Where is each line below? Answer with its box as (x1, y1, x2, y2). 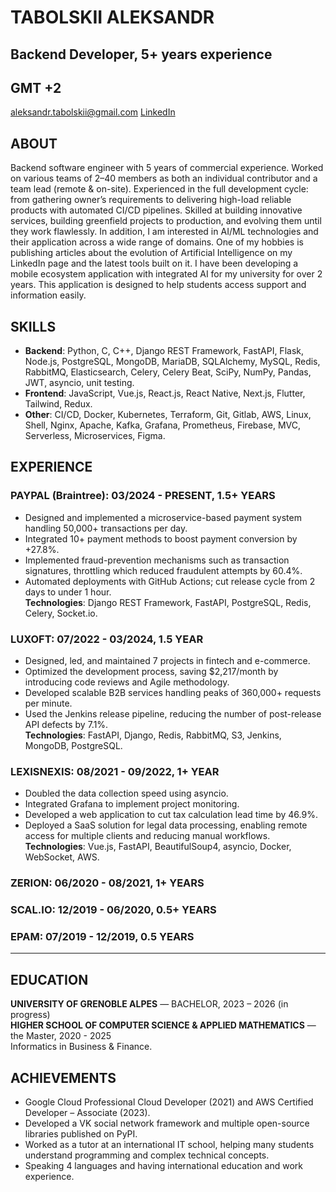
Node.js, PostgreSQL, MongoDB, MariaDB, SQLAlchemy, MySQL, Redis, (24, 356, 321, 368)
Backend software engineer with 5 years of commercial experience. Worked (10, 162, 324, 174)
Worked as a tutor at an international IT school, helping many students (24, 1139, 315, 1151)
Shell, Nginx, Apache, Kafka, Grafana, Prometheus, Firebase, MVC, (24, 419, 301, 431)
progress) (10, 1009, 51, 1021)
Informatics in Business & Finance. (10, 1041, 153, 1053)
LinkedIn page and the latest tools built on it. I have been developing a (10, 257, 299, 270)
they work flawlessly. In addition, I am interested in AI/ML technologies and (10, 226, 319, 238)
